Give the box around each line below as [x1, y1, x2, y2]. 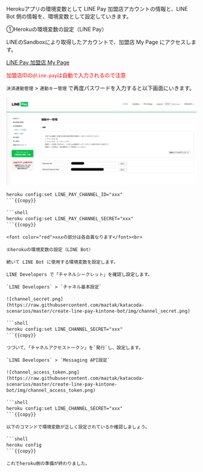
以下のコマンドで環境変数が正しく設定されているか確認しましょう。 [6, 424, 150, 430]
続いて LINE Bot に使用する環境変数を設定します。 [6, 259, 118, 266]
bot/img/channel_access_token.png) [6, 387, 96, 394]
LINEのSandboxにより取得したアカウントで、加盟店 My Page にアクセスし [6, 39, 192, 45]
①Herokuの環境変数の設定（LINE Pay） [6, 26, 108, 33]
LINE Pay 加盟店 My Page [6, 59, 69, 66]
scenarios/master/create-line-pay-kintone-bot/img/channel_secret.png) [6, 308, 190, 314]
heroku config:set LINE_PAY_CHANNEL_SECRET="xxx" [6, 216, 134, 222]
